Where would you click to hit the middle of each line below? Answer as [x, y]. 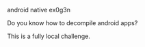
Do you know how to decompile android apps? [72, 23]
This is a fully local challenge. [49, 36]
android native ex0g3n [39, 10]
